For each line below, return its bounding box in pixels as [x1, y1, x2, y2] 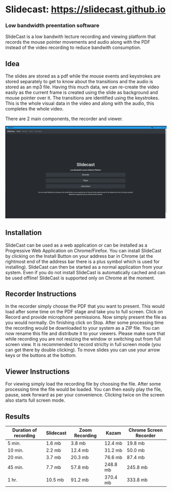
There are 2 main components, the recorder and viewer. [5, 116, 123, 122]
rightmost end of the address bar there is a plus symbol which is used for [5, 258, 160, 264]
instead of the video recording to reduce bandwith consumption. [5, 45, 142, 51]
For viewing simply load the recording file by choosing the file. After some [5, 381, 161, 387]
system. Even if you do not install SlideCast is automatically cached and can [5, 269, 165, 275]
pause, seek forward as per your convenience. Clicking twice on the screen [5, 392, 165, 398]
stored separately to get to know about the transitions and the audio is [5, 79, 154, 85]
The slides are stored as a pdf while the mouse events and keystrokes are [5, 73, 161, 79]
